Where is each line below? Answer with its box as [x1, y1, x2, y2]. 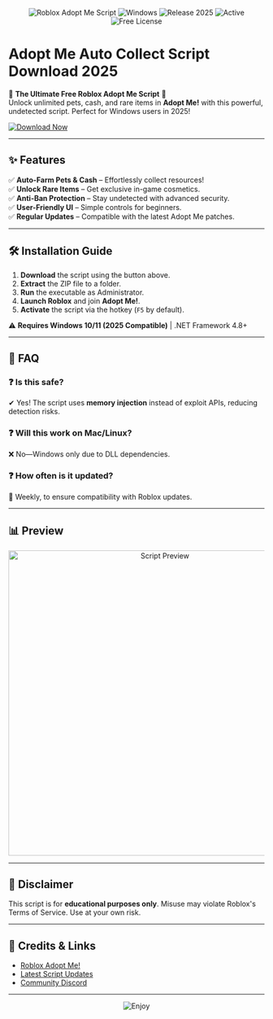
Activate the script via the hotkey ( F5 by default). [19, 304, 184, 314]
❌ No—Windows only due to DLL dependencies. [8, 448, 171, 459]
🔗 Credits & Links [8, 938, 96, 952]
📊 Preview [8, 524, 64, 538]
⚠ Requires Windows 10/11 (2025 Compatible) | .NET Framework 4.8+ [8, 320, 248, 330]
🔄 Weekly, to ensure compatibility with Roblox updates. [8, 492, 193, 501]
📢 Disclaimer [8, 877, 74, 891]
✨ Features [8, 153, 66, 167]
